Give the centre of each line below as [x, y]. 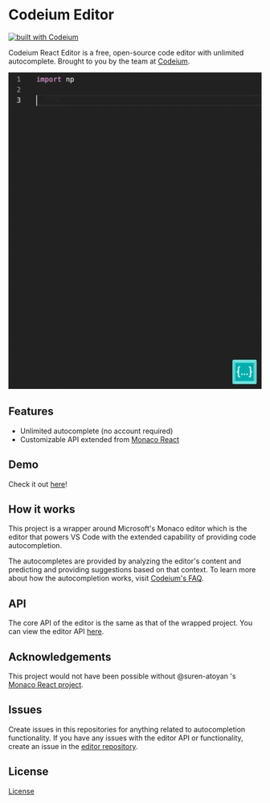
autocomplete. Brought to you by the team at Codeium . [99, 61]
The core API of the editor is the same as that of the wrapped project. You [131, 623]
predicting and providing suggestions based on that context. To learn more [132, 570]
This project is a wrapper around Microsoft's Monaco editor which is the [128, 529]
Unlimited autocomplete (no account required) [96, 431]
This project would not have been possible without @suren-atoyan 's [122, 676]
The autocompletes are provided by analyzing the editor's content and [125, 561]
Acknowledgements [60, 657]
